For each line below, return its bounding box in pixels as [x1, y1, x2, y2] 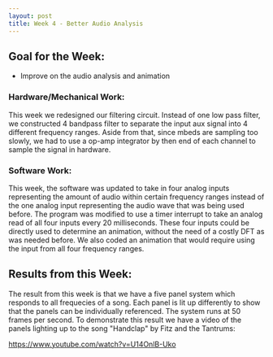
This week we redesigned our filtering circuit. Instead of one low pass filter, [8, 110, 261, 120]
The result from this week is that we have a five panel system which [8, 289, 236, 298]
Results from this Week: [8, 268, 132, 281]
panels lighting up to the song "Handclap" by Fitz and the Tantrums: [8, 323, 236, 333]
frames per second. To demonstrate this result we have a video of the [8, 315, 242, 324]
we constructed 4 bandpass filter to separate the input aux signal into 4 [8, 119, 248, 128]
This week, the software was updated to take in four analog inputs [8, 183, 230, 193]
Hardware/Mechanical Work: [8, 91, 125, 102]
